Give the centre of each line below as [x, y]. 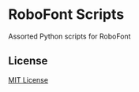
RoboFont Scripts [66, 15]
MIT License [28, 79]
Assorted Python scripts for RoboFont [69, 36]
